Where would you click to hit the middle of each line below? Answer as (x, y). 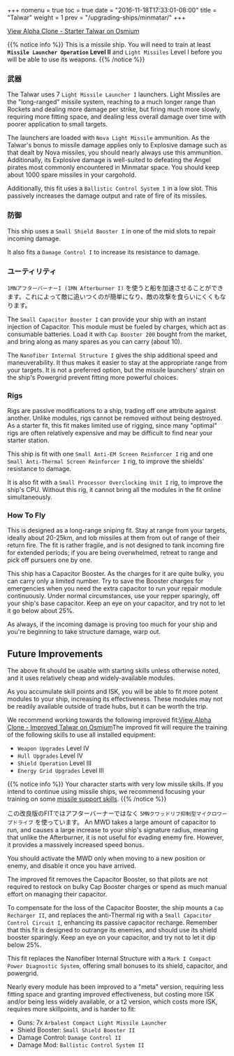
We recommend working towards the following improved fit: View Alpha (109, 720)
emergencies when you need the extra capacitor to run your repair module (115, 588)
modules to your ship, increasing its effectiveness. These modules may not (115, 699)
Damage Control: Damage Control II (69, 1038)
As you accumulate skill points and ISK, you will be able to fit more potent (113, 692)
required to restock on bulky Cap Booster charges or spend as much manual (117, 887)
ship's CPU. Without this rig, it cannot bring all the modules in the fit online (114, 490)
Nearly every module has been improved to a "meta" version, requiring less (116, 987)
